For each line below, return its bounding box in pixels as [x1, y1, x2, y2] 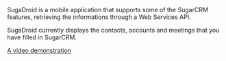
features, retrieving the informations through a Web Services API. [7, 13, 191, 21]
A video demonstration [7, 47, 72, 54]
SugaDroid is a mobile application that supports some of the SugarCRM [7, 6, 209, 14]
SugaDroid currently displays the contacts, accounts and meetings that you [7, 26, 220, 34]
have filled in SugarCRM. [7, 33, 77, 41]
